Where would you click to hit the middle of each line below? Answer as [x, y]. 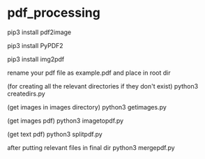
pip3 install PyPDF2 [36, 45]
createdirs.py [26, 93]
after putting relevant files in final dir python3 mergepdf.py [91, 147]
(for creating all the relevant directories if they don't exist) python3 [103, 86]
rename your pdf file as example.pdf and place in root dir [89, 73]
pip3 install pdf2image [39, 32]
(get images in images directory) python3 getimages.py [87, 107]
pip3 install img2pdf [36, 59]
